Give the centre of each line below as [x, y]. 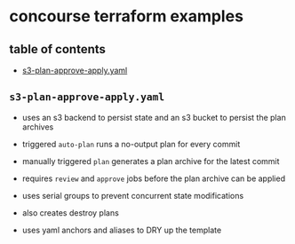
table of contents [58, 49]
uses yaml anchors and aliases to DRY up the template [122, 230]
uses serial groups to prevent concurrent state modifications [133, 195]
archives [38, 127]
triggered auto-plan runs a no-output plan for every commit [131, 144]
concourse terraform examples [127, 16]
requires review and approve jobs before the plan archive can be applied [154, 178]
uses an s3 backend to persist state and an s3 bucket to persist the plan [154, 117]
